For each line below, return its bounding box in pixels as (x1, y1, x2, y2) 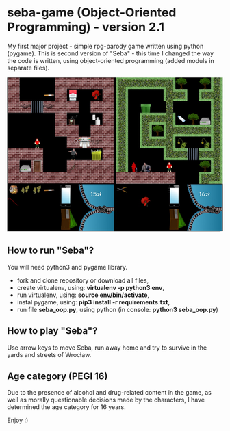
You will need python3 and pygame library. (7, 263, 128, 271)
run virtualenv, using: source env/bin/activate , (16, 291, 149, 299)
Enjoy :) (7, 416, 29, 425)
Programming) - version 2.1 (7, 19, 165, 35)
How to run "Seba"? (7, 245, 94, 257)
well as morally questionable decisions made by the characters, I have (7, 395, 205, 404)
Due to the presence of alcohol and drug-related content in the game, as (7, 389, 212, 397)
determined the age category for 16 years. (7, 403, 126, 411)
